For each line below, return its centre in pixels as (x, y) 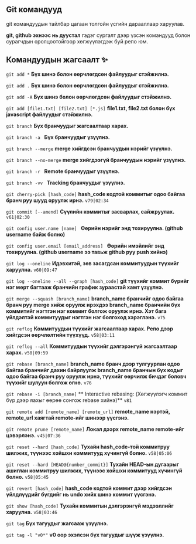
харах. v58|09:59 (27, 352)
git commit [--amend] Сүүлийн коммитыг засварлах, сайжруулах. (90, 211)
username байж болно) (36, 234)
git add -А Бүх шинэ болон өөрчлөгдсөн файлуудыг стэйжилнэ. (89, 97)
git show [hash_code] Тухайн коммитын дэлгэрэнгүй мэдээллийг (90, 506)
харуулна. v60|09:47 (32, 269)
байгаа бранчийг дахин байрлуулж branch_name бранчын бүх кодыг (94, 370)
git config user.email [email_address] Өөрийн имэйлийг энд (85, 245)
